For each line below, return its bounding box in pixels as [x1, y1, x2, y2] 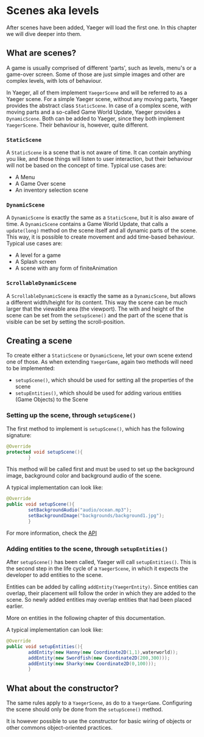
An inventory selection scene [15, 186, 88, 194]
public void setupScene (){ [6, 501, 75, 507]
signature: [6, 431, 32, 439]
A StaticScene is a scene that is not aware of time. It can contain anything [6, 149, 191, 156]
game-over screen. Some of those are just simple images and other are [6, 71, 185, 78]
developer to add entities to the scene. [6, 571, 104, 579]
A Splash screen [15, 258, 57, 266]
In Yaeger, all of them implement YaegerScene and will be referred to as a [6, 89, 188, 96]
